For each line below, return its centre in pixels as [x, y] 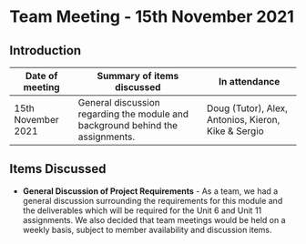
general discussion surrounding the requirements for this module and [153, 200]
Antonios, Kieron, [243, 120]
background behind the [128, 125]
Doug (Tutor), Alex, [247, 108]
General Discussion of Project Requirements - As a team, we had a [150, 191]
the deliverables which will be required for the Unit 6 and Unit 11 [142, 210]
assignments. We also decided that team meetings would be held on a [154, 219]
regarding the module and [133, 114]
